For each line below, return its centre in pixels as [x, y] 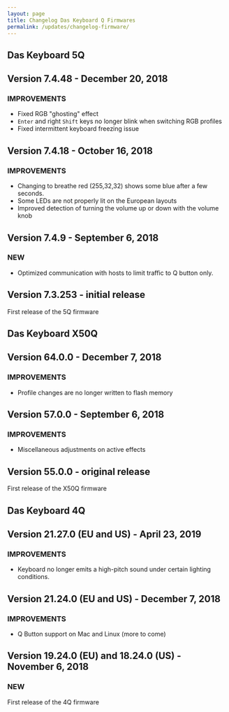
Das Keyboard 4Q [46, 510]
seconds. [31, 194]
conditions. [34, 577]
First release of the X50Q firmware [57, 489]
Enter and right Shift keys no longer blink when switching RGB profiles [119, 121]
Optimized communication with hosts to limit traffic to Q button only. [115, 273]
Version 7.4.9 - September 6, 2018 [83, 237]
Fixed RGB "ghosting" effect [58, 114]
